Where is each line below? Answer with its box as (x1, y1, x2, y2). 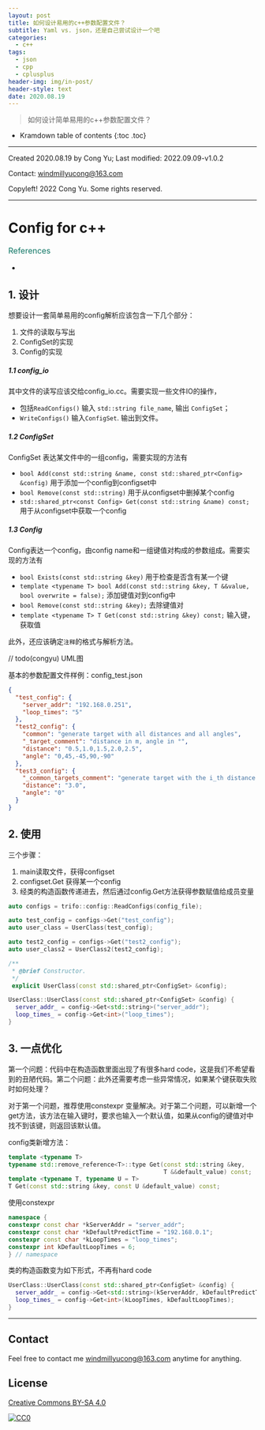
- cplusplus (15, 70, 55, 78)
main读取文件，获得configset (19, 867, 115, 876)
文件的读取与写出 (19, 327, 76, 337)
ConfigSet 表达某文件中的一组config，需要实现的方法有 (8, 452, 188, 462)
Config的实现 (19, 347, 63, 356)
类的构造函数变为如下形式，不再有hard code (8, 1266, 152, 1275)
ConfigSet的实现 (19, 337, 73, 346)
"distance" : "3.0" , (22, 781, 87, 790)
